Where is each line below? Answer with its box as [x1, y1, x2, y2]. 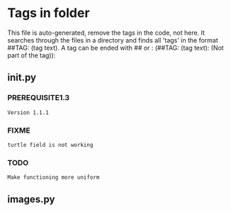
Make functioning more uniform [7, 174, 100, 182]
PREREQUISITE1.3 [7, 93, 70, 103]
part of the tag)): [7, 51, 56, 60]
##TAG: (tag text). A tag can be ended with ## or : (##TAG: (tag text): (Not [7, 43, 225, 52]
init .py [7, 72, 37, 84]
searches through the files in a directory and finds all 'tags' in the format [7, 35, 218, 44]
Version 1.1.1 [7, 108, 50, 116]
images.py [7, 193, 55, 205]
